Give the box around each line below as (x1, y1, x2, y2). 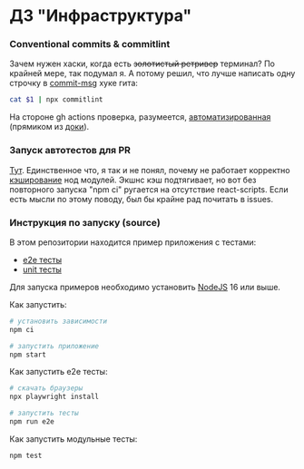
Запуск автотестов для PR (9, 144, 132, 157)
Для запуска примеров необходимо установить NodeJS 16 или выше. (9, 281, 281, 292)
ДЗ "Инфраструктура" (9, 5, 192, 26)
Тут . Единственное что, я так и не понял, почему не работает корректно (9, 164, 290, 175)
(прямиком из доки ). (9, 122, 90, 132)
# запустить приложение (9, 341, 100, 350)
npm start (9, 350, 47, 359)
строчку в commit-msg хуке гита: (9, 78, 139, 89)
